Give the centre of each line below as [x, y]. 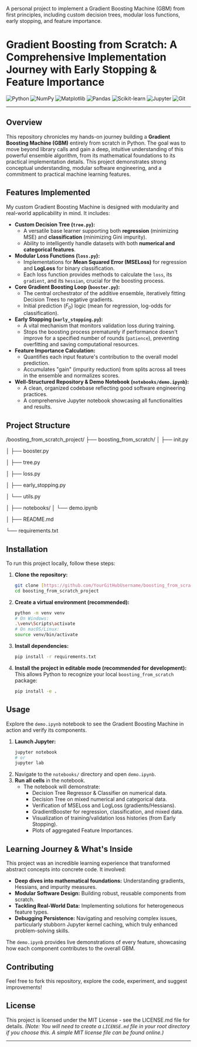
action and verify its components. [46, 730]
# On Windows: [32, 618]
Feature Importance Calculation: [55, 351]
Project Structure [38, 425]
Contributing [30, 967]
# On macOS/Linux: [37, 629]
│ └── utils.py [23, 497]
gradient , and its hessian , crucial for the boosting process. [94, 280]
